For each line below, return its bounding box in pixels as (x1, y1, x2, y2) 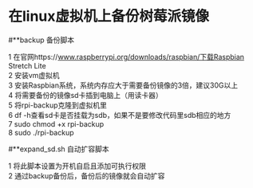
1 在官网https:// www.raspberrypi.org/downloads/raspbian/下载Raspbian (8, 52, 245, 61)
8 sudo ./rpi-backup (8, 127, 74, 137)
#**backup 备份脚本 (8, 35, 74, 45)
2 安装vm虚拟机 (8, 70, 60, 80)
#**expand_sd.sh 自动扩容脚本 (8, 144, 109, 154)
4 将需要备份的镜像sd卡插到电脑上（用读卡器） (8, 90, 163, 100)
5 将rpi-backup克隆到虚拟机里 (8, 100, 108, 110)
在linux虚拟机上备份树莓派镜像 (8, 7, 210, 25)
